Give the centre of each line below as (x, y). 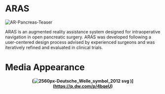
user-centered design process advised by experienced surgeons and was (80, 42)
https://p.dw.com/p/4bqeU (83, 86)
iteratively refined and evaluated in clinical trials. (54, 47)
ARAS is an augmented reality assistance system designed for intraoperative (83, 31)
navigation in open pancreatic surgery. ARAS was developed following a (78, 37)
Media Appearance (45, 67)
